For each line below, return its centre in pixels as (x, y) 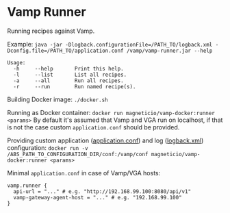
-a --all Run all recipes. (69, 80)
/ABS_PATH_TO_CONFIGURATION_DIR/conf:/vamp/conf (78, 154)
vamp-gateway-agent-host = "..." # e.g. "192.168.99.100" (98, 197)
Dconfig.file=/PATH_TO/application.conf (66, 51)
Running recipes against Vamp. (51, 31)
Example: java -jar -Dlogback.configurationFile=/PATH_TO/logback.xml (110, 44)
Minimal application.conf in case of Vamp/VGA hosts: (84, 173)
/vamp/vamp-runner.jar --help (169, 51)
